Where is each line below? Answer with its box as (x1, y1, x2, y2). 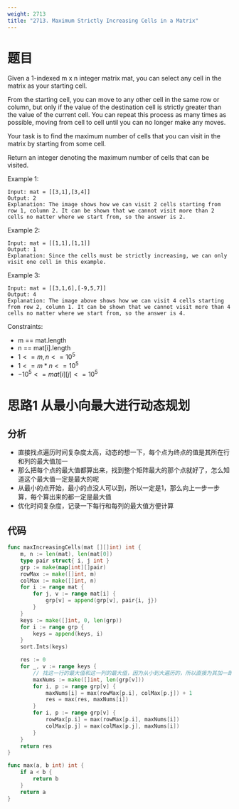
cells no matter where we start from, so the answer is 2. (7, 213, 186, 221)
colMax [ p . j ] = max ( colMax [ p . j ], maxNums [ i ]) (45, 722, 180, 730)
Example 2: (7, 226, 41, 235)
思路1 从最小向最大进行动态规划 (7, 397, 191, 414)
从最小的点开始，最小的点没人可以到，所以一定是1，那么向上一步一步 (17, 484, 221, 492)
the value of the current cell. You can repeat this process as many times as (7, 111, 226, 119)
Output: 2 (7, 195, 37, 202)
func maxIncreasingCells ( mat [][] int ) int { (7, 544, 142, 551)
